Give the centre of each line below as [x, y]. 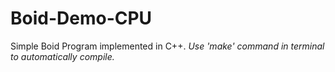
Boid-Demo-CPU [81, 18]
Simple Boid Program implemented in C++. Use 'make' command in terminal [167, 46]
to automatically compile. [62, 56]
